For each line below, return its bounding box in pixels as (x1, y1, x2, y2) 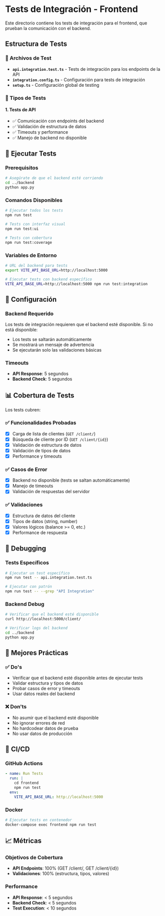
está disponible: (5, 327, 38, 333)
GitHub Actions (5, 760, 43, 766)
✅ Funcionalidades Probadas (5, 419, 77, 426)
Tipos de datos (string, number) (12, 518, 78, 524)
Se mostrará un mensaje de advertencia (12, 342, 94, 348)
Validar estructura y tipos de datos (12, 680, 83, 686)
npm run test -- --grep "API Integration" (5, 589, 94, 594)
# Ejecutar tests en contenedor (5, 817, 72, 822)
